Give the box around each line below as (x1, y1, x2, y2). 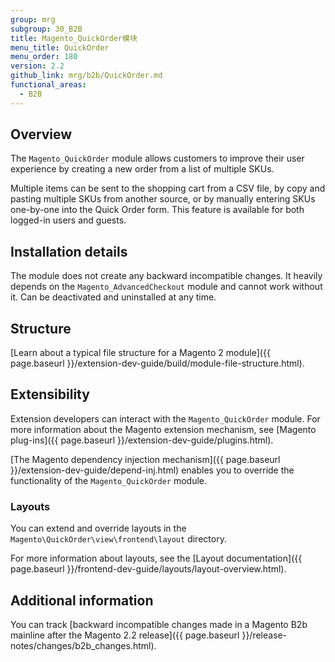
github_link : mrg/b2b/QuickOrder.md (10, 71, 163, 81)
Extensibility (10, 386, 90, 403)
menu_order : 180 (10, 52, 78, 62)
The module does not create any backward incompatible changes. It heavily (10, 270, 323, 282)
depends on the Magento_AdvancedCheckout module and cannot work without (10, 281, 323, 293)
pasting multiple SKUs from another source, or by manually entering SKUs (10, 193, 316, 205)
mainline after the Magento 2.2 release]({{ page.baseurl (10, 629, 240, 641)
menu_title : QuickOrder (10, 42, 110, 53)
